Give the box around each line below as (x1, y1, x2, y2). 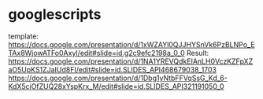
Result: (186, 48, 209, 57)
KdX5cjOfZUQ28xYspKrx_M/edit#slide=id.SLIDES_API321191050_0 (8, 81, 224, 91)
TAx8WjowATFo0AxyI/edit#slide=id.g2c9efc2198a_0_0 (8, 48, 185, 57)
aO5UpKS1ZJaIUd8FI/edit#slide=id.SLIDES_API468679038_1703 (8, 64, 217, 74)
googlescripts (8, 5, 102, 24)
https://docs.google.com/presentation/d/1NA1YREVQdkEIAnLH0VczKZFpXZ (8, 57, 254, 66)
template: (8, 31, 39, 41)
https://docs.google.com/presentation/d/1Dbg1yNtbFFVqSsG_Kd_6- (8, 73, 228, 82)
